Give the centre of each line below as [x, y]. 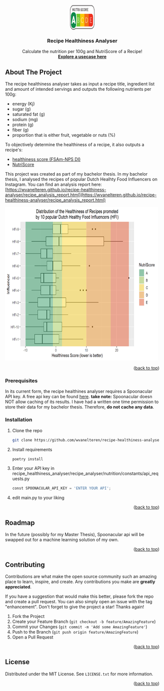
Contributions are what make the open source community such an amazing [81, 576]
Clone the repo [27, 430]
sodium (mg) [25, 120]
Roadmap [20, 523]
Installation [19, 420]
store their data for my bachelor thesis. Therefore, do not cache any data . [80, 407]
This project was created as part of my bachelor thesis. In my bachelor [76, 174]
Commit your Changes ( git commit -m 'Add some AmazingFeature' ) [80, 627]
